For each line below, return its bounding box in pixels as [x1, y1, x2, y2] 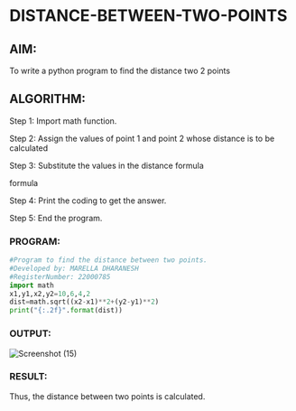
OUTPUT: [9, 327, 51, 340]
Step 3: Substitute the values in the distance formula [9, 160, 205, 171]
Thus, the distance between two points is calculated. [9, 390, 206, 402]
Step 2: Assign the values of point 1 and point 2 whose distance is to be [9, 133, 275, 144]
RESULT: [9, 370, 48, 383]
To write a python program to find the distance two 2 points [9, 65, 231, 76]
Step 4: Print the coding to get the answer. [9, 195, 167, 206]
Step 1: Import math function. [9, 115, 117, 126]
